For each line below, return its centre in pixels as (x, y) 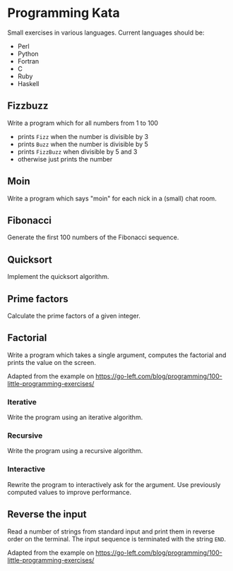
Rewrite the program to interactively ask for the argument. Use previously (114, 484)
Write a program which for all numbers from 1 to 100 (83, 123)
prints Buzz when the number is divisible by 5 (83, 144)
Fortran (28, 61)
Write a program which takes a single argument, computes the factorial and (117, 355)
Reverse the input (47, 514)
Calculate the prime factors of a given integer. (74, 316)
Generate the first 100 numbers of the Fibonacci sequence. (93, 237)
